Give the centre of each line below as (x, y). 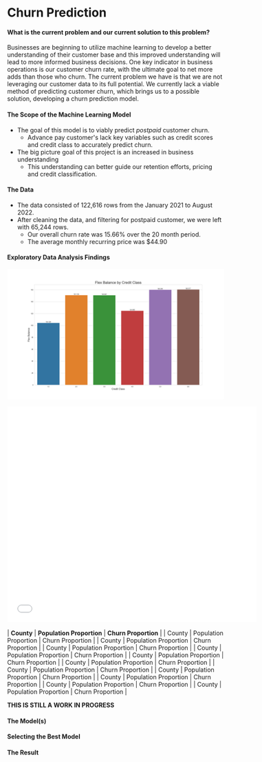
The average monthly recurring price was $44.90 (97, 241)
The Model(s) (27, 721)
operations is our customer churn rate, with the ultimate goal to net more (110, 70)
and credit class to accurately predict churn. (90, 144)
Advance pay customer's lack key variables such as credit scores (120, 137)
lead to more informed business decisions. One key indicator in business (110, 62)
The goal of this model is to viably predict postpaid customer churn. (113, 130)
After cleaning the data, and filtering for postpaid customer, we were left (119, 219)
